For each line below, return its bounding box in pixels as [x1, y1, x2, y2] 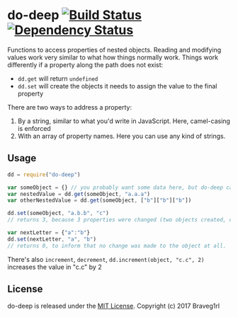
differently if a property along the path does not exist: [7, 60, 164, 69]
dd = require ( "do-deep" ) [7, 171, 81, 178]
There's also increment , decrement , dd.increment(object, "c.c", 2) [7, 255, 205, 263]
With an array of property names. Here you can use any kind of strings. [17, 132, 226, 140]
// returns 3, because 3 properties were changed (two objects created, [7, 217, 227, 224]
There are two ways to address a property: [7, 103, 132, 111]
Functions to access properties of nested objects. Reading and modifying [7, 45, 222, 54]
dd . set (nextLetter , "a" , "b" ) [7, 236, 97, 243]
